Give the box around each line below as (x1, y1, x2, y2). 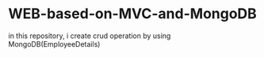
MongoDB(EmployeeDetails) (8, 39, 101, 48)
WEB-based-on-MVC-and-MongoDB (8, 5, 258, 23)
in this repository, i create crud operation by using (8, 31, 171, 40)
